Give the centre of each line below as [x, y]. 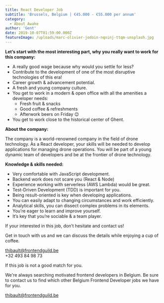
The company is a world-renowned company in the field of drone [72, 139]
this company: [20, 57]
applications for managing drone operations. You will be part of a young [79, 149]
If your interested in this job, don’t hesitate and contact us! [65, 226]
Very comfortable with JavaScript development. [61, 174]
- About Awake [24, 24]
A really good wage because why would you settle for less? [73, 66]
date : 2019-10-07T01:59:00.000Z [38, 33]
